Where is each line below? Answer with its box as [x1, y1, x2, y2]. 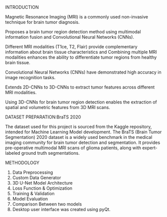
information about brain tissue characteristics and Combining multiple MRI [5, 49, 157, 55]
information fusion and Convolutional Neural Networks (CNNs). [5, 34, 134, 40]
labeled [5, 150, 21, 156]
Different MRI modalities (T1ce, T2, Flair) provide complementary [5, 44, 138, 49]
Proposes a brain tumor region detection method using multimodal [5, 29, 141, 34]
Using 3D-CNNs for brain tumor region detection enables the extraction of [5, 99, 158, 105]
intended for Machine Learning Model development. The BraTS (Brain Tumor [5, 129, 162, 135]
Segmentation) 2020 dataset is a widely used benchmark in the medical [5, 134, 153, 140]
